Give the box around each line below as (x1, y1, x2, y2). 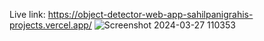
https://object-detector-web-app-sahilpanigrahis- (47, 9, 254, 20)
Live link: (9, 9, 46, 20)
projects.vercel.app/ (9, 19, 92, 31)
